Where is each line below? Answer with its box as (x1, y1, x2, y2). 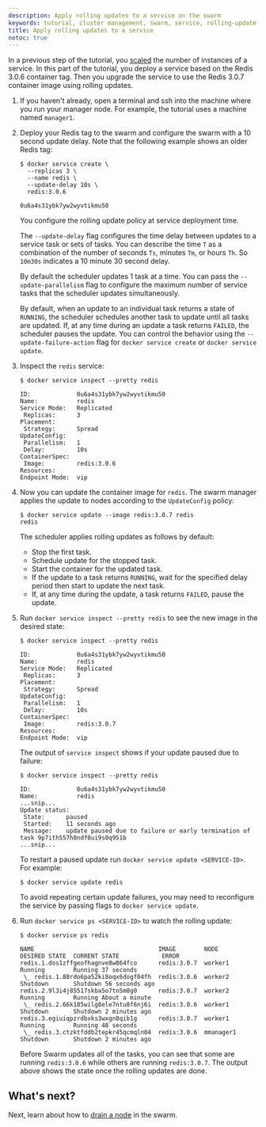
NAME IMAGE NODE (19, 946, 219, 954)
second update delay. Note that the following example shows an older (19, 136, 248, 147)
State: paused (23, 813, 88, 821)
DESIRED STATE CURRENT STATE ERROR (19, 952, 180, 961)
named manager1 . (19, 112, 75, 123)
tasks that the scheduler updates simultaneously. (19, 288, 180, 298)
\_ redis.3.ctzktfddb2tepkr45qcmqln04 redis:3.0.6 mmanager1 (23, 1029, 237, 1037)
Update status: (19, 806, 70, 814)
